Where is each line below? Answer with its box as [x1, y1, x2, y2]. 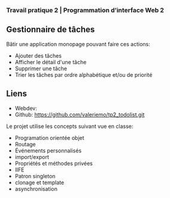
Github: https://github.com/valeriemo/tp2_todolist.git [14, 111, 145, 118]
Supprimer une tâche [14, 65, 68, 72]
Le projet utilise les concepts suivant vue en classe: [6, 122, 133, 130]
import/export [14, 153, 50, 160]
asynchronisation [14, 185, 58, 192]
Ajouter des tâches [14, 52, 62, 59]
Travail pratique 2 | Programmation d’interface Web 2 [6, 6, 165, 14]
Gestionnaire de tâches [6, 25, 95, 35]
